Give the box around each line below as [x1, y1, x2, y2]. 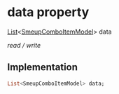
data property [7, 4, 90, 20]
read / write [7, 41, 41, 49]
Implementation [7, 61, 78, 74]
